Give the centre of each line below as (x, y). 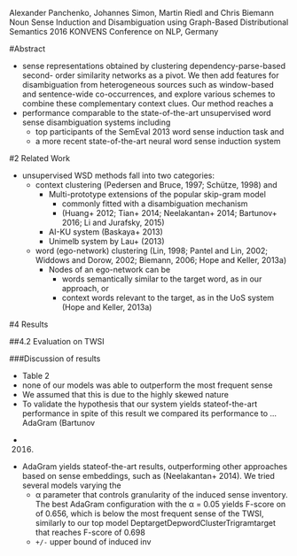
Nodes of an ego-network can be (109, 270)
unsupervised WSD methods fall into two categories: (118, 175)
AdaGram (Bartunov (59, 423)
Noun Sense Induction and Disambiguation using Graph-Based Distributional (149, 22)
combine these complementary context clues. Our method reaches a (148, 104)
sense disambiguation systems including (96, 122)
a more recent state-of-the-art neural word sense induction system (158, 141)
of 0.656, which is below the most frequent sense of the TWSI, (149, 514)
